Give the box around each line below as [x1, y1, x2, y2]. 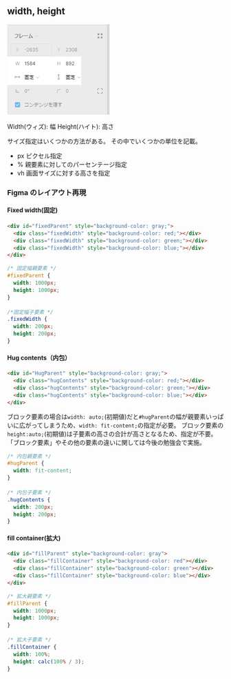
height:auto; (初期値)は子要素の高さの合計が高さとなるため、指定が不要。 [7, 430, 217, 438]
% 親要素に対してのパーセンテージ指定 [16, 160, 127, 168]
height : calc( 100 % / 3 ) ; [13, 658, 85, 665]
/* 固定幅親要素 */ [7, 265, 57, 272]
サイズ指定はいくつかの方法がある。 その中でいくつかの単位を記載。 [7, 137, 201, 145]
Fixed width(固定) [7, 206, 58, 214]
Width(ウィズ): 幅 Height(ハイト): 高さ [7, 122, 115, 130]
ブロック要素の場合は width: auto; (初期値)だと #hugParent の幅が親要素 [7, 412, 206, 421]
